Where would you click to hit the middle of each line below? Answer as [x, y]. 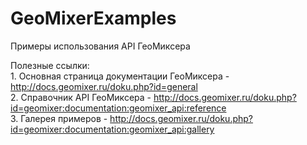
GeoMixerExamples [93, 18]
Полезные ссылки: [50, 65]
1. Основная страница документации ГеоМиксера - [120, 76]
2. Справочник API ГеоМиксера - [81, 97]
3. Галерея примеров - [59, 118]
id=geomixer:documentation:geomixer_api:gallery [112, 129]
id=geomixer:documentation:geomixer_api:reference [118, 108]
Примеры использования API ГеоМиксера [100, 46]
